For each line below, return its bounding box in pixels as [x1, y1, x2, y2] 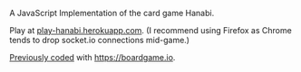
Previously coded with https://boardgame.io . [9, 52, 176, 62]
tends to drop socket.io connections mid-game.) [9, 35, 190, 45]
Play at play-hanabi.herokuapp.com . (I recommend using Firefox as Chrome [9, 25, 292, 35]
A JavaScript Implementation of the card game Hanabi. [9, 8, 215, 18]
